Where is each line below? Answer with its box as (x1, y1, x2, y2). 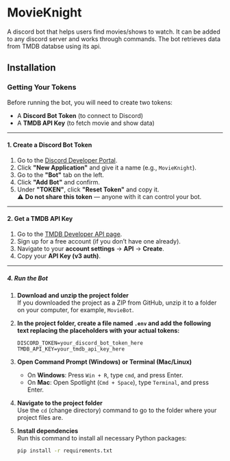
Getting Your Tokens (7, 82, 77, 92)
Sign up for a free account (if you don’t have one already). (16, 237, 181, 246)
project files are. (16, 414, 64, 421)
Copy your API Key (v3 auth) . (16, 252, 101, 260)
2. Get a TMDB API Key (7, 215, 73, 223)
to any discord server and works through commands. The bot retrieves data (7, 34, 221, 43)
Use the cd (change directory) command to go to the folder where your (16, 406, 217, 414)
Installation (7, 62, 56, 73)
